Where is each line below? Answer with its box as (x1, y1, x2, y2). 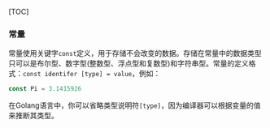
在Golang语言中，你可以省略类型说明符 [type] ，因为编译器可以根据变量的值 (8, 100, 261, 110)
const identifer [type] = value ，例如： (23, 69, 161, 79)
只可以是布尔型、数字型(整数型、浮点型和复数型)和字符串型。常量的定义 (8, 58, 250, 68)
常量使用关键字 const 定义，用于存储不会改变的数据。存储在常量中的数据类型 (8, 49, 262, 58)
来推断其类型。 (8, 111, 59, 121)
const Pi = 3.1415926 (8, 85, 82, 93)
